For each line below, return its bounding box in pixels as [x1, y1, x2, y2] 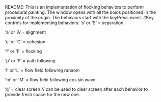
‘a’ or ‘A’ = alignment [5, 29, 46, 35]
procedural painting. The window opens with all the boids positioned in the [5, 9, 156, 15]
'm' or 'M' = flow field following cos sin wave [5, 77, 96, 82]
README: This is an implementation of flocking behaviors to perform [5, 4, 144, 10]
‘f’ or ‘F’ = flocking [5, 49, 42, 54]
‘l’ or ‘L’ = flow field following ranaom [5, 67, 80, 73]
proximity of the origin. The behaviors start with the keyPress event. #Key [5, 15, 154, 20]
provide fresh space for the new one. [5, 92, 80, 97]
